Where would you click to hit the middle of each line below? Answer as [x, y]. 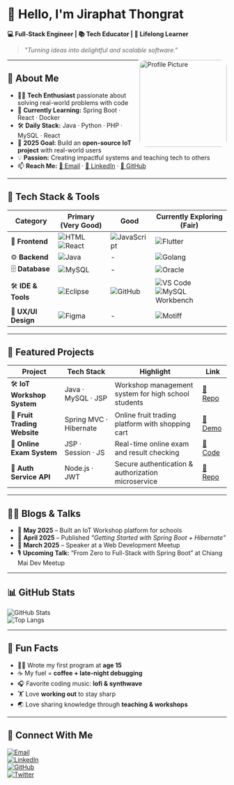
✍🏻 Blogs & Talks [44, 514]
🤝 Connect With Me [50, 735]
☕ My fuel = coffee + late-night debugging [80, 673]
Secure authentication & [154, 464]
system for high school [152, 394]
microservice [136, 481]
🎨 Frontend [30, 241]
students [129, 402]
